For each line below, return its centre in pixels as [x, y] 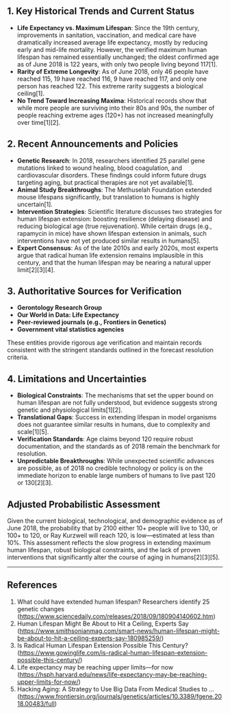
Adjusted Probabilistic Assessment [84, 504]
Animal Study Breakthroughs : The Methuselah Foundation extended [114, 189]
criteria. [18, 357]
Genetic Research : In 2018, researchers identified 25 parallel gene [111, 160]
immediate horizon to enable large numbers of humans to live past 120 [116, 476]
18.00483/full [36, 703]
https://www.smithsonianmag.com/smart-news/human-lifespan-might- [120, 630]
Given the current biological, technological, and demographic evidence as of [115, 521]
